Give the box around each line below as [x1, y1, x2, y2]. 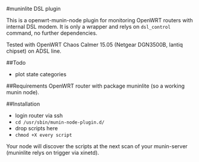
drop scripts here [14, 125, 58, 131]
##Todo [6, 59, 26, 66]
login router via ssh [14, 112, 63, 119]
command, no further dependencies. [6, 29, 98, 37]
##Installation [6, 100, 40, 107]
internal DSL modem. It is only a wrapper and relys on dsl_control [6, 23, 171, 30]
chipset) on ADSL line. [6, 47, 62, 55]
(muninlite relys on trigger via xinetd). [6, 149, 99, 156]
